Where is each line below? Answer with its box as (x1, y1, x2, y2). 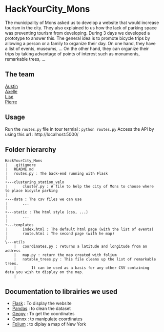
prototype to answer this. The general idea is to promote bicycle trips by (5, 35, 150, 41)
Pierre (5, 99, 18, 105)
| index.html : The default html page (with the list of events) (5, 227, 154, 232)
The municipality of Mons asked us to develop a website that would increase (5, 20, 159, 25)
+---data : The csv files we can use (5, 197, 82, 202)
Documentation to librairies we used (5, 287, 118, 296)
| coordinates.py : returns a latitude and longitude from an (14, 244, 147, 249)
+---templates (5, 223, 34, 228)
